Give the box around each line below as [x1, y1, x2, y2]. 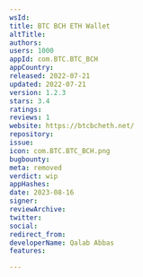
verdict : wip [9, 171, 58, 180]
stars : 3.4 [9, 96, 50, 106]
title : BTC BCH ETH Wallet [9, 22, 111, 30]
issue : [9, 138, 34, 147]
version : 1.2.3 [9, 88, 67, 97]
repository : [9, 130, 54, 139]
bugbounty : [9, 154, 50, 164]
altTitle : [9, 30, 47, 39]
